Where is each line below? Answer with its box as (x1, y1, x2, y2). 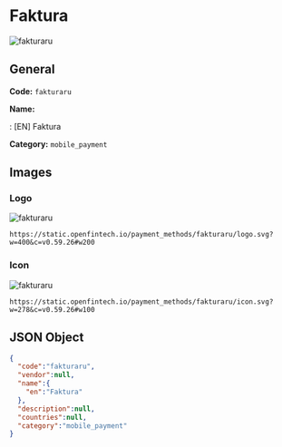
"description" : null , (17, 404, 95, 413)
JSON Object (9, 330, 84, 345)
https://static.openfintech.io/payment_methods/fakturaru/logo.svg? (9, 230, 274, 239)
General (9, 62, 56, 77)
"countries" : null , (17, 413, 88, 422)
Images (9, 165, 53, 180)
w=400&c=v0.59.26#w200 (9, 238, 95, 248)
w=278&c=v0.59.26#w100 (9, 305, 95, 314)
